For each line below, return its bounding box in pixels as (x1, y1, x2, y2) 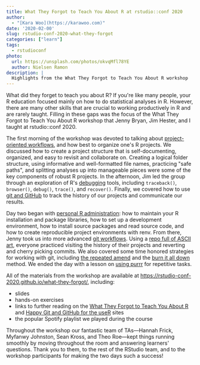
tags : (6, 42, 20, 48)
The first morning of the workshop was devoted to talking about (6, 135, 164, 142)
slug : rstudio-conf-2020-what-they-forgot (6, 31, 113, 37)
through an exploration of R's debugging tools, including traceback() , (6, 180, 177, 187)
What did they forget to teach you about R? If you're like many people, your (6, 92, 191, 99)
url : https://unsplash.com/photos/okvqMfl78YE (11, 58, 130, 64)
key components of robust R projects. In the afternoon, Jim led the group (6, 173, 186, 180)
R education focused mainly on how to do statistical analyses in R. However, (6, 98, 193, 105)
